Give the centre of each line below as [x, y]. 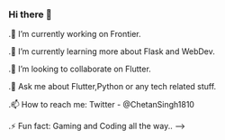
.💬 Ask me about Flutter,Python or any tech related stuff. [112, 87]
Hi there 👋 [31, 14]
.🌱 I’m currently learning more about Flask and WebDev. [112, 51]
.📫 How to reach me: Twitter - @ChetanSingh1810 [102, 105]
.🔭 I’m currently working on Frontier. [75, 34]
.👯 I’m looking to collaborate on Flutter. [80, 69]
